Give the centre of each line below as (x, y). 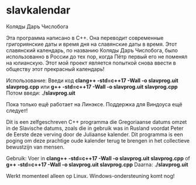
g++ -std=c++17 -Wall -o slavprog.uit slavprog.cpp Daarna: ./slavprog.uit (97, 164)
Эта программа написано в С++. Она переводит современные (85, 38)
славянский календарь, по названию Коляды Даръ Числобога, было (92, 50)
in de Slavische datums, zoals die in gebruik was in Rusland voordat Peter (95, 128)
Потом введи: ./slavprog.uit (41, 93)
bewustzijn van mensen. (35, 147)
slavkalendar (38, 10)
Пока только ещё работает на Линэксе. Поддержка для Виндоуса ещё (94, 104)
